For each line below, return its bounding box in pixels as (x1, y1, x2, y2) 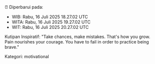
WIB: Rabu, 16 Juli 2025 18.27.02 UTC (11, 14, 88, 20)
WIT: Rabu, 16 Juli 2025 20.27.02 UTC (11, 24, 89, 30)
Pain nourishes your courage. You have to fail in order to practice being (4, 39, 149, 44)
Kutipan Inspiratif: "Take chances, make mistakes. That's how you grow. (4, 34, 151, 40)
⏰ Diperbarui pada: (4, 4, 44, 10)
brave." (4, 44, 19, 50)
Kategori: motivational (4, 54, 49, 59)
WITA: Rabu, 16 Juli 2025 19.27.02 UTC (11, 19, 91, 25)
